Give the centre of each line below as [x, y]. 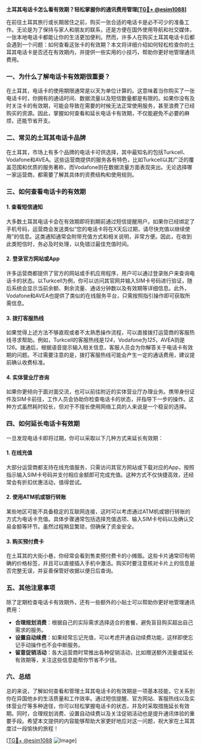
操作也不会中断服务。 [57, 644]
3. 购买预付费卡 [25, 541]
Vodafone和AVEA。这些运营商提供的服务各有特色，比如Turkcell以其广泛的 [98, 159]
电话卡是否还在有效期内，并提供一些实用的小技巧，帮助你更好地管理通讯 [106, 52]
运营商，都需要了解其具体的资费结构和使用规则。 [77, 174]
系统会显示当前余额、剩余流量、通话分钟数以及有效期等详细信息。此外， [100, 288]
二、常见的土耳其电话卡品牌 [46, 138]
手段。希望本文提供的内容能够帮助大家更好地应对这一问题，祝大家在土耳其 [103, 721]
